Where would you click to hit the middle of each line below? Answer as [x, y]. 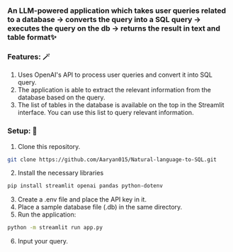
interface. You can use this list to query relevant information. [106, 113]
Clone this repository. [49, 146]
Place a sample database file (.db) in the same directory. [100, 207]
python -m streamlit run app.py [55, 228]
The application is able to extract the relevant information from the [114, 90]
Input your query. [43, 241]
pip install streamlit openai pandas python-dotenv [85, 186]
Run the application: [47, 214]
